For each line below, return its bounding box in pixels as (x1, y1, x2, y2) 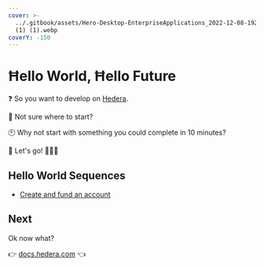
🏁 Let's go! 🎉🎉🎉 (8, 146, 59, 156)
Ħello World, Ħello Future (8, 68, 177, 85)
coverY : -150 (8, 33, 51, 42)
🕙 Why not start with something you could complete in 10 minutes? (8, 127, 226, 138)
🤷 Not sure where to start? (8, 112, 93, 122)
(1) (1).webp (15, 26, 58, 34)
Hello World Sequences (8, 168, 126, 182)
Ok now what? (8, 233, 55, 242)
